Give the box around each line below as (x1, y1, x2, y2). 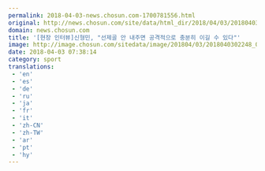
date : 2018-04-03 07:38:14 (8, 48, 97, 56)
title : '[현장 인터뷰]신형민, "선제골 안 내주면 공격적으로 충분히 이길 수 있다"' (8, 33, 241, 42)
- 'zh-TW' (11, 128, 44, 136)
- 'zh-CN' (11, 121, 44, 129)
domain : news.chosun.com (8, 26, 90, 34)
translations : (8, 63, 55, 71)
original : (8, 19, 41, 27)
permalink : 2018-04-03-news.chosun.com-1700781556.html (8, 11, 196, 20)
